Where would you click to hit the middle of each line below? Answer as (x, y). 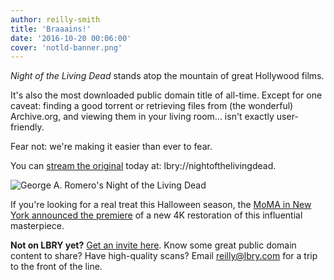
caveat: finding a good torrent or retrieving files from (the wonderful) (152, 106)
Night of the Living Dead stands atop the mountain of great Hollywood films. (167, 76)
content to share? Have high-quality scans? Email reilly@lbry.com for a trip (164, 256)
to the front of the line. (56, 267)
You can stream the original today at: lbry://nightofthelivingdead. (143, 166)
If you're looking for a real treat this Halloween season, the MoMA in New (161, 205)
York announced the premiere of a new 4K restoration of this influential (156, 215)
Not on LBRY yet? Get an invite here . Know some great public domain (153, 245)
